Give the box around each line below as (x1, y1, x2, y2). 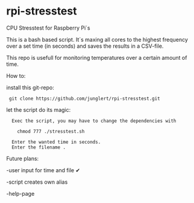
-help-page (6, 190, 35, 197)
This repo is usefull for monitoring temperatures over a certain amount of (6, 54, 187, 61)
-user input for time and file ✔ (6, 166, 80, 173)
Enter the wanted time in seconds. (11, 139, 101, 145)
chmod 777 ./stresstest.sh (17, 128, 85, 134)
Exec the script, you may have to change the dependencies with (11, 118, 177, 124)
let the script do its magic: (6, 106, 71, 113)
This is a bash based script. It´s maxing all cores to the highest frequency (6, 36, 189, 43)
